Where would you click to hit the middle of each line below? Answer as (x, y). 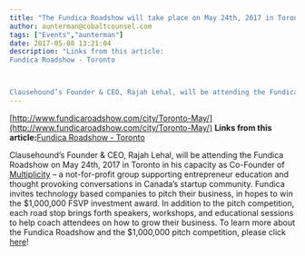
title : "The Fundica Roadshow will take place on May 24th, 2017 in (142, 18)
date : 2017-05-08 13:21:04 (60, 43)
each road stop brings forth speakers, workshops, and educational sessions (152, 212)
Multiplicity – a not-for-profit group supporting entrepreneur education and (149, 174)
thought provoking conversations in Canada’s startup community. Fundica (148, 183)
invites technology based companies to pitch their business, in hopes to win (151, 193)
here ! (19, 241)
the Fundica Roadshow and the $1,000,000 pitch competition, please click (148, 231)
